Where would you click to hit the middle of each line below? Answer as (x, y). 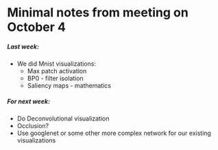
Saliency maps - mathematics (69, 86)
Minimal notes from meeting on (98, 13)
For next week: (28, 101)
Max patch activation (57, 71)
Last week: (23, 47)
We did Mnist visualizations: (56, 64)
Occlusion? (33, 126)
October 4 (37, 27)
